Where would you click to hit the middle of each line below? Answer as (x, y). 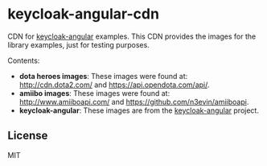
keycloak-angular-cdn (84, 14)
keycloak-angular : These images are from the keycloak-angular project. (139, 110)
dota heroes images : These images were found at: (103, 76)
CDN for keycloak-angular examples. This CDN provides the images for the (132, 36)
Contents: (24, 60)
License (28, 136)
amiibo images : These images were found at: (94, 93)
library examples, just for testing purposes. (78, 44)
